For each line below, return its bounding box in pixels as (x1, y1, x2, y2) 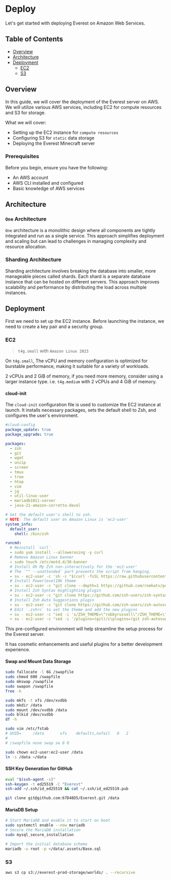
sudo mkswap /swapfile (5, 679, 53, 685)
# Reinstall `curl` (10, 545, 51, 551)
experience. (5, 647, 31, 653)
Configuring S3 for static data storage (12, 135, 95, 141)
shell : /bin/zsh (14, 531, 49, 536)
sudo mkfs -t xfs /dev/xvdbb (5, 698, 67, 703)
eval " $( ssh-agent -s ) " (5, 777, 56, 782)
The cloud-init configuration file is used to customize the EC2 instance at (5, 402, 161, 408)
